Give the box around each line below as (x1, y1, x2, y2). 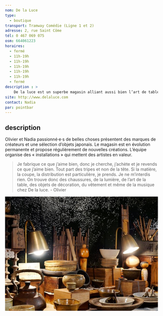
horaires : (5, 44, 25, 48)
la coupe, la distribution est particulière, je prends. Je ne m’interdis (16, 172, 150, 177)
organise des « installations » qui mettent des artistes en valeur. (5, 152, 132, 158)
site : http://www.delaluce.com (5, 95, 68, 99)
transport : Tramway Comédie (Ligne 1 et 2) (5, 23, 95, 28)
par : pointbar (5, 105, 34, 110)
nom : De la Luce (5, 8, 38, 13)
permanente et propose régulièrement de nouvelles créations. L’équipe (5, 147, 147, 153)
